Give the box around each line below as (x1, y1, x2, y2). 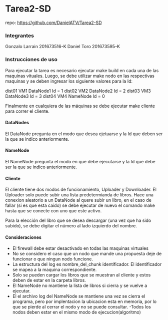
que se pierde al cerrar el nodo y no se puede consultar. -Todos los (12, 304, 151, 310)
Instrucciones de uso (5, 56, 57, 63)
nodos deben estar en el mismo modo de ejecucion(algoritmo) (12, 309, 141, 315)
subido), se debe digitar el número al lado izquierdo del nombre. (5, 223, 137, 229)
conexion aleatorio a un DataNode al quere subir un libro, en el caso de (5, 197, 151, 203)
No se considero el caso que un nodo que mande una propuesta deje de (12, 251, 162, 257)
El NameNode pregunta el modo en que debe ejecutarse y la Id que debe (5, 158, 156, 164)
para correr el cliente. (5, 108, 50, 114)
